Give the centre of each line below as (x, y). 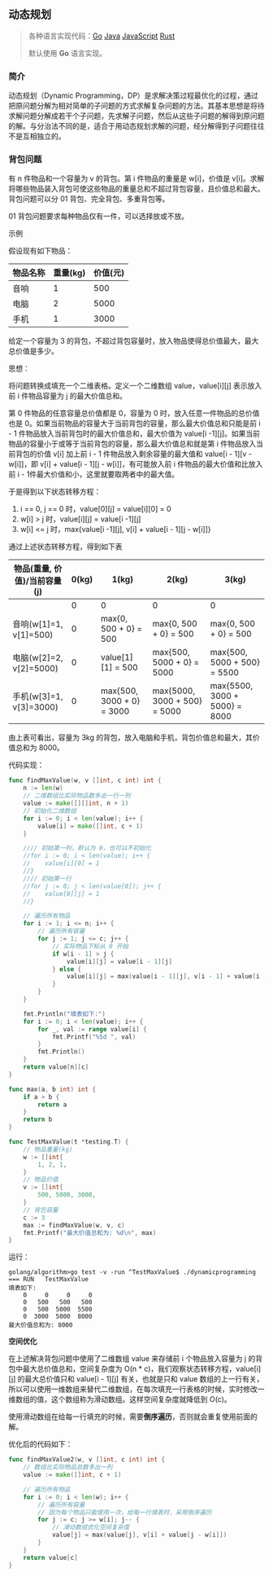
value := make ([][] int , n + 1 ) (76, 804)
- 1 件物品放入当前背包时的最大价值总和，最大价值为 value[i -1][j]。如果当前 (134, 433)
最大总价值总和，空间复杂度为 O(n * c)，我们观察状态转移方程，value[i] (142, 1369)
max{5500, (232, 686)
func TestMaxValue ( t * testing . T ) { (69, 1142)
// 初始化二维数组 (50, 810)
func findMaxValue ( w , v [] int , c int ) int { (85, 780)
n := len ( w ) (43, 788)
